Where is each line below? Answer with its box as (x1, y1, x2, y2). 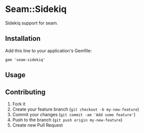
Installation (5, 34, 41, 43)
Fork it (12, 101, 26, 107)
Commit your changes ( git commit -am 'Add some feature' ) (12, 111, 136, 118)
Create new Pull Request (12, 122, 63, 128)
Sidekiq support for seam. (5, 20, 59, 26)
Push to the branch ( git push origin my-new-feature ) (12, 117, 123, 123)
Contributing (5, 88, 46, 96)
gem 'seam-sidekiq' (5, 57, 46, 62)
